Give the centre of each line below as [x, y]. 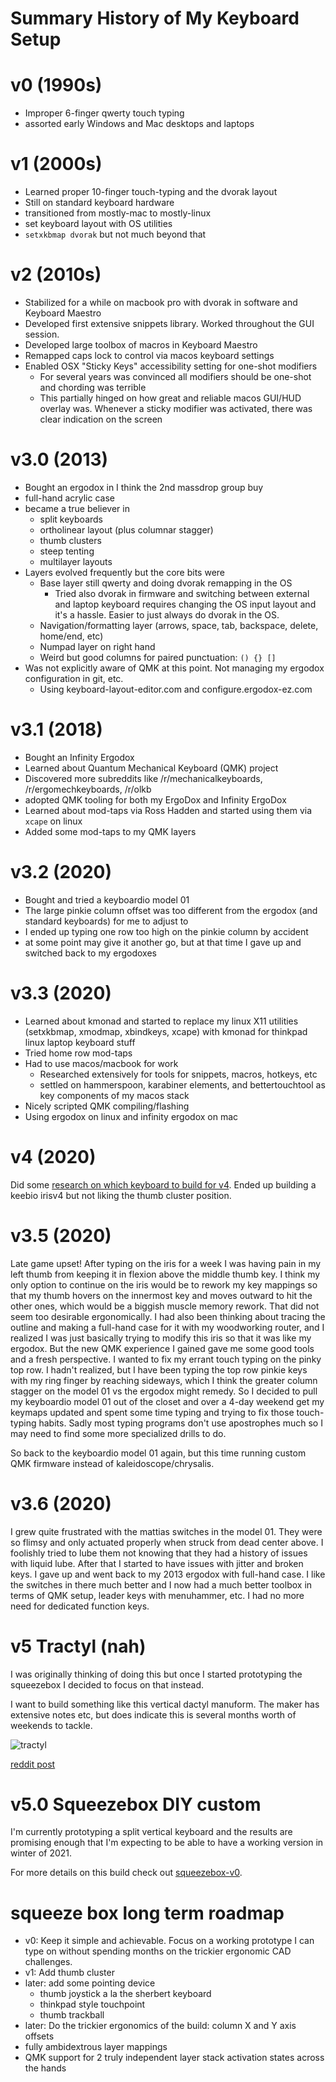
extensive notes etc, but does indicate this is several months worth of [153, 1714]
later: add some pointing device [90, 1983]
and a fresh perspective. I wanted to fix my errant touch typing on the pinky [166, 1359]
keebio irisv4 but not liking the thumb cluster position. [121, 1195]
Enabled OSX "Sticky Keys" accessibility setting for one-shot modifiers [171, 366]
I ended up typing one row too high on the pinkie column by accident [166, 931]
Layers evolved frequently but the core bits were [124, 572]
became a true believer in [77, 508]
